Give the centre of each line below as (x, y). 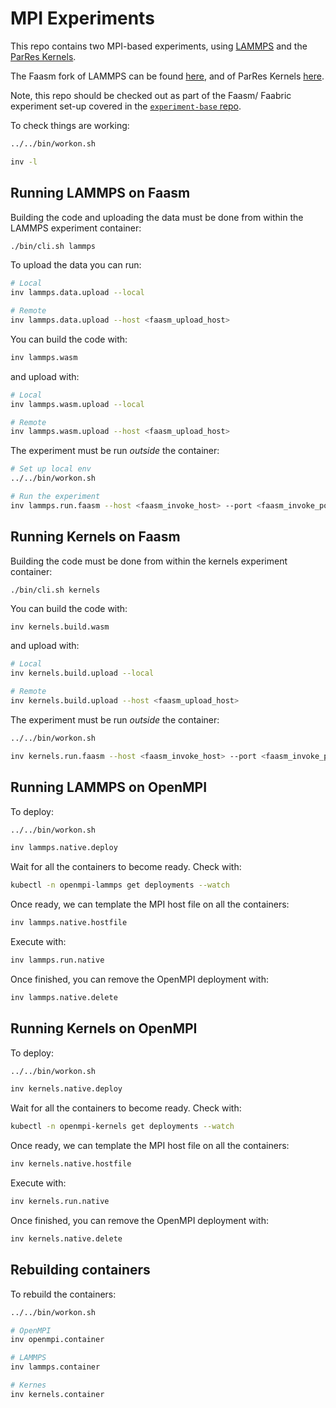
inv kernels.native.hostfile (71, 1164)
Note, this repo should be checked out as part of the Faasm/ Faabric (151, 95)
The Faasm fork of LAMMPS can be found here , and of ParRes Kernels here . (167, 76)
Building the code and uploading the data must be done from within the (157, 217)
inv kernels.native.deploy (66, 1089)
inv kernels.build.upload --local (82, 673)
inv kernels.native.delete (66, 1238)
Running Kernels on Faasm (95, 537)
